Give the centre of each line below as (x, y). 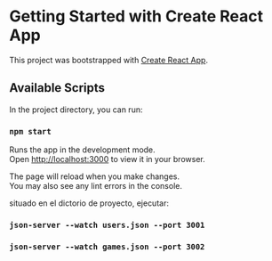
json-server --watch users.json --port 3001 (107, 225)
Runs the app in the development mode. (82, 150)
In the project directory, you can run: (76, 110)
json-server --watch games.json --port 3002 (107, 246)
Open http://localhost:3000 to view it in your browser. (108, 159)
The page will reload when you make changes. (95, 176)
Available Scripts (57, 88)
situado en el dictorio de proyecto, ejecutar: (89, 203)
